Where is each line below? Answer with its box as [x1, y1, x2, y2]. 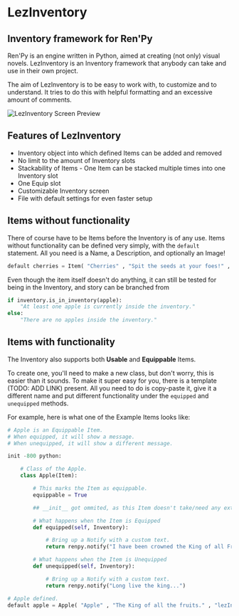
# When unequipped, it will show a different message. [7, 440, 174, 447]
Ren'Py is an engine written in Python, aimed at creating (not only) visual [7, 51, 221, 60]
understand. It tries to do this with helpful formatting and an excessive [7, 88, 213, 96]
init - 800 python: [7, 452, 62, 460]
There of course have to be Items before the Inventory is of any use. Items [7, 233, 225, 242]
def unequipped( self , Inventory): [33, 563, 135, 570]
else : [7, 310, 23, 317]
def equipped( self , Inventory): [33, 524, 129, 531]
